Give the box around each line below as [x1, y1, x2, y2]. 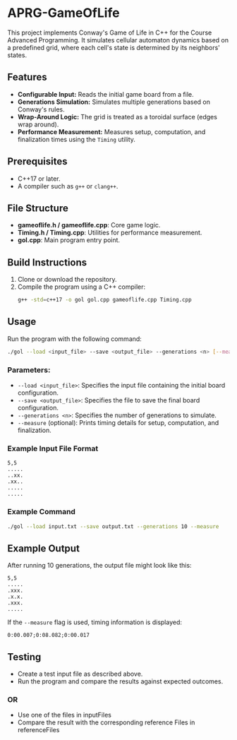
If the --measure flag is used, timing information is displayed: [7, 618, 182, 626]
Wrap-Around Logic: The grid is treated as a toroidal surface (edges [17, 112, 217, 121]
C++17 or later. [17, 174, 61, 183]
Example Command [7, 507, 76, 517]
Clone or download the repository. [17, 275, 118, 284]
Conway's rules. [17, 105, 65, 114]
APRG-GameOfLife [7, 5, 120, 21]
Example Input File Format [7, 443, 99, 453]
